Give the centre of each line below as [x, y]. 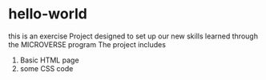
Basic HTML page [49, 60]
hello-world [48, 14]
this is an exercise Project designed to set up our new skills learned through [133, 36]
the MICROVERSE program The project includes [87, 44]
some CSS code [46, 68]
